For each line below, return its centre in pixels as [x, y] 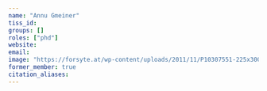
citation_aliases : [39, 74]
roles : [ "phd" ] [33, 38]
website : [23, 45]
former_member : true [43, 67]
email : [19, 52]
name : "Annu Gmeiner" [44, 15]
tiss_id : [23, 23]
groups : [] [26, 30]
